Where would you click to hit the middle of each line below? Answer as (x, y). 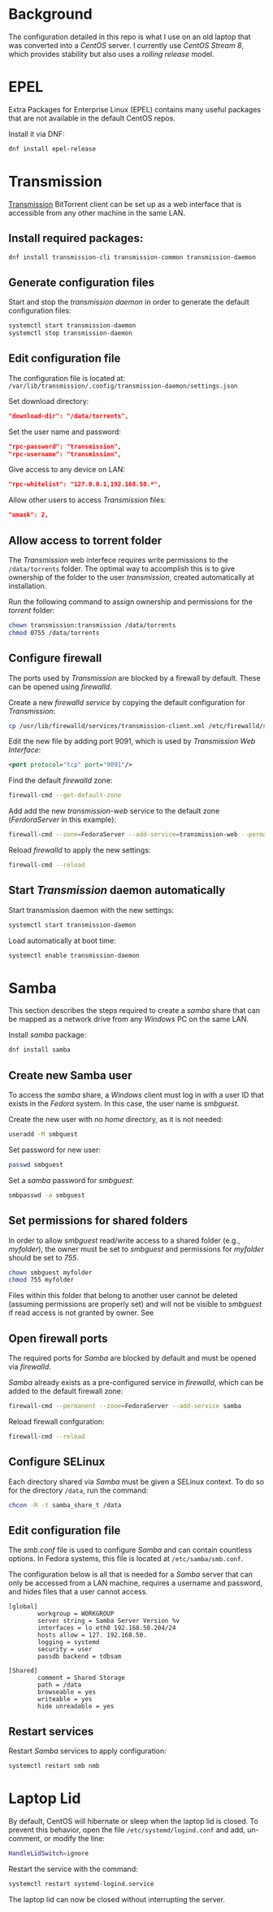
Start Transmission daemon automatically (117, 890)
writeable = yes (65, 1699)
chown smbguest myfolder (50, 1272)
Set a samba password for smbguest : (71, 1180)
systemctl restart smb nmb (54, 1766)
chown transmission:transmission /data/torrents (92, 625)
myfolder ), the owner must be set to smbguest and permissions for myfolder (136, 1249)
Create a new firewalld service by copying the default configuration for (127, 702)
